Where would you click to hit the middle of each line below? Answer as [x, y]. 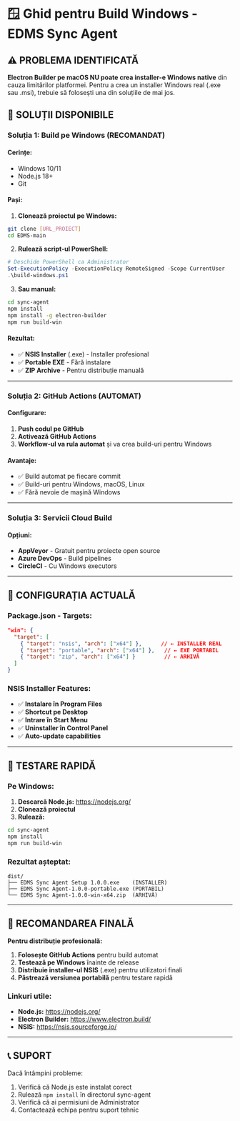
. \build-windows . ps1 [38, 276]
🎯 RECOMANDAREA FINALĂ [71, 923]
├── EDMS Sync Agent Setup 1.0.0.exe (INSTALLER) [87, 882]
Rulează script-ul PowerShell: [63, 249]
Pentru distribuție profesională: [55, 941]
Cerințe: [20, 152]
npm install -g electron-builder [57, 315]
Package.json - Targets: [50, 615]
